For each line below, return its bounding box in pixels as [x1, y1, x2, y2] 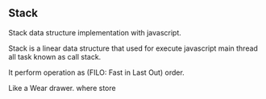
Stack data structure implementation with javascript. [8, 27, 181, 37]
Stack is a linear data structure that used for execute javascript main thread [8, 43, 258, 53]
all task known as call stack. [8, 52, 102, 61]
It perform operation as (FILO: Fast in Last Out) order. [8, 68, 185, 77]
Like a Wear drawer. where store [8, 83, 116, 93]
